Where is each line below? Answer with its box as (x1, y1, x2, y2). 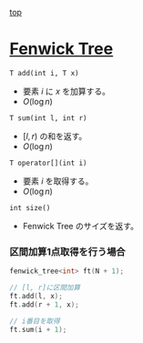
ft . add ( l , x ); (9, 291, 64, 300)
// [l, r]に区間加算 (9, 283, 80, 293)
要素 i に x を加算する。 (22, 86, 111, 96)
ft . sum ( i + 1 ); (9, 325, 67, 334)
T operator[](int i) (9, 158, 88, 167)
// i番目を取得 (9, 317, 61, 326)
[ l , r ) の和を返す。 (22, 130, 87, 141)
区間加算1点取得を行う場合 (9, 245, 126, 257)
